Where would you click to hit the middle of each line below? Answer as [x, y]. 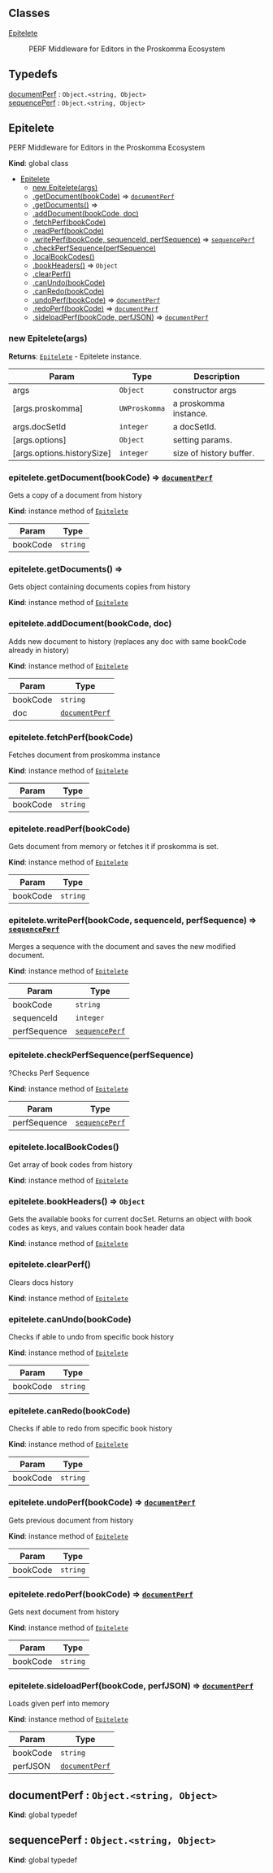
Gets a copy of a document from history [75, 495]
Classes [29, 13]
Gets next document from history [64, 1612]
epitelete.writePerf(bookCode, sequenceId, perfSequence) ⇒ [133, 921]
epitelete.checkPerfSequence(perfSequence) [101, 1055]
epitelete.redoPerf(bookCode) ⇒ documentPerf [101, 1594]
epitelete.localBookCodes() [64, 1147]
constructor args [205, 390]
